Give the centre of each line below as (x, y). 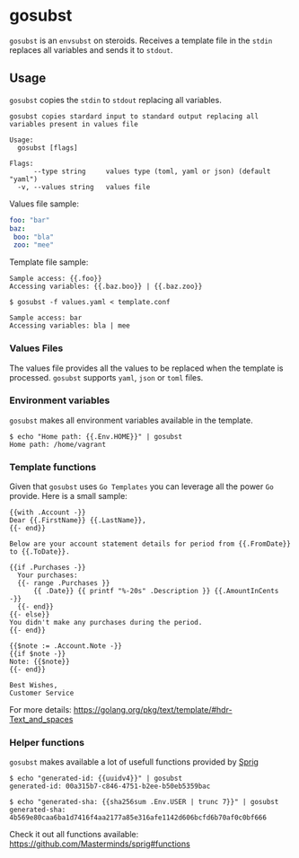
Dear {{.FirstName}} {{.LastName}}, (78, 521)
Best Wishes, (34, 686)
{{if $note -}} (38, 654)
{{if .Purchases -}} (48, 568)
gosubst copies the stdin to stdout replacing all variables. (115, 100)
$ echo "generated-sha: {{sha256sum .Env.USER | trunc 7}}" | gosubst (144, 802)
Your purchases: (48, 575)
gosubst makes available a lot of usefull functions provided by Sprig (134, 762)
